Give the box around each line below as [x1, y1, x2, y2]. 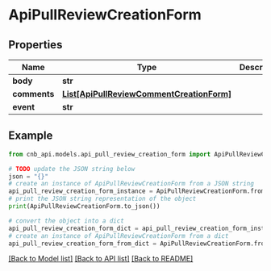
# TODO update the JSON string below [8, 165, 135, 173]
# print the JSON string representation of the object [8, 195, 197, 203]
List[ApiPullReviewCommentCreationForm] [61, 89, 232, 99]
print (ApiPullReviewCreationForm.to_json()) [8, 202, 161, 211]
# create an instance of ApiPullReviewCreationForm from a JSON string [8, 180, 254, 188]
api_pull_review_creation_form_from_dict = [8, 240, 157, 248]
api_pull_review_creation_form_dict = [8, 224, 139, 232]
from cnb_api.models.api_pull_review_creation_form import [8, 150, 211, 158]
